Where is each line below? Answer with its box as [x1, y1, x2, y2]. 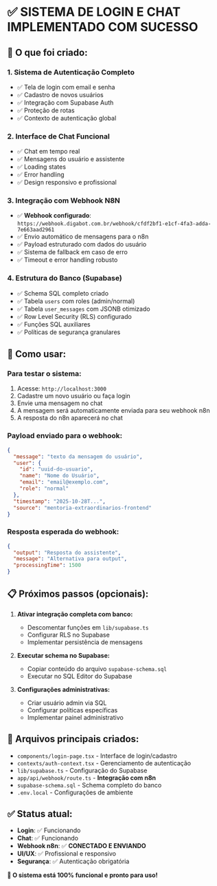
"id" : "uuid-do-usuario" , [19, 466, 94, 473]
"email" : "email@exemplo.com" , [19, 479, 109, 486]
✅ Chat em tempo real [16, 147, 80, 156]
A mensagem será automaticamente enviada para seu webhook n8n [16, 406, 211, 415]
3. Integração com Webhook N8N [7, 196, 120, 205]
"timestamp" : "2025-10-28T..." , [13, 497, 106, 505]
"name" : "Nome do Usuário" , [19, 473, 100, 480]
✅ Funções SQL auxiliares [16, 320, 91, 328]
